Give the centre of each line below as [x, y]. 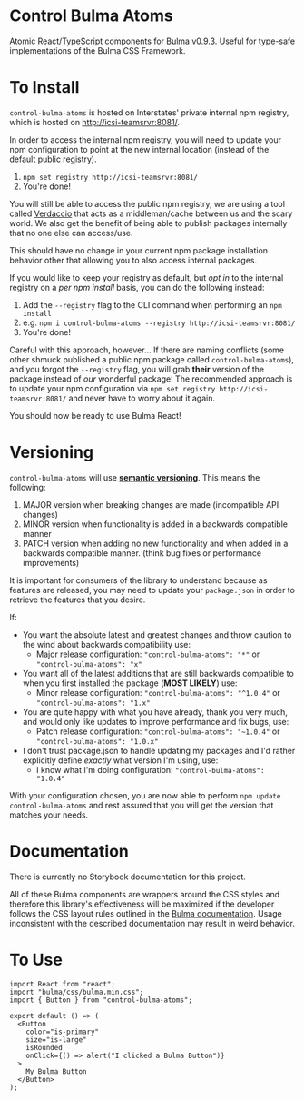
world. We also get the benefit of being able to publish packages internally [148, 223]
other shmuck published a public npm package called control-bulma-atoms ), [152, 359]
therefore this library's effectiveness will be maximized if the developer [142, 904]
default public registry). [53, 159]
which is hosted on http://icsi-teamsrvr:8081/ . [94, 122]
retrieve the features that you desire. [78, 600]
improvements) [51, 562]
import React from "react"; [63, 984]
